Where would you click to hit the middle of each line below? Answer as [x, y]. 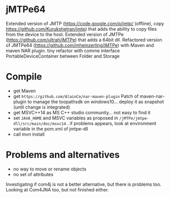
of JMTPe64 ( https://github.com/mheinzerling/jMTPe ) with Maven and [80, 45]
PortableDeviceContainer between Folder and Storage [63, 56]
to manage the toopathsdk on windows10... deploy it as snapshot [96, 102]
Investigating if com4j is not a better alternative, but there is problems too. [84, 184]
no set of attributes [33, 174]
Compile [24, 77]
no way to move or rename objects [50, 169]
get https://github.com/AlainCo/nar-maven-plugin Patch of [76, 96]
